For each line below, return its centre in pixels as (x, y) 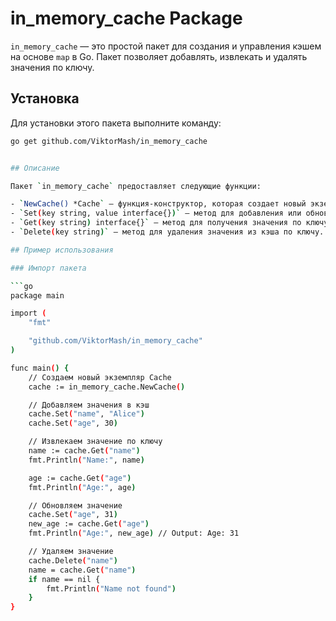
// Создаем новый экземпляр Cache (100, 377)
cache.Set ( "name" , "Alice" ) (86, 414)
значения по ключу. (52, 67)
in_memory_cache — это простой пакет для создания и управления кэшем (166, 46)
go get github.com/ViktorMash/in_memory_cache (109, 141)
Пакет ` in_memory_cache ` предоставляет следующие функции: (136, 186)
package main (37, 295)
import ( (28, 313)
